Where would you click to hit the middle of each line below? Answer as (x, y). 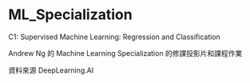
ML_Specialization (71, 15)
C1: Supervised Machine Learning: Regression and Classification (115, 37)
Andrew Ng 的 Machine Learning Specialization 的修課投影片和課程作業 (125, 53)
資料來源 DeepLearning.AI (51, 70)
